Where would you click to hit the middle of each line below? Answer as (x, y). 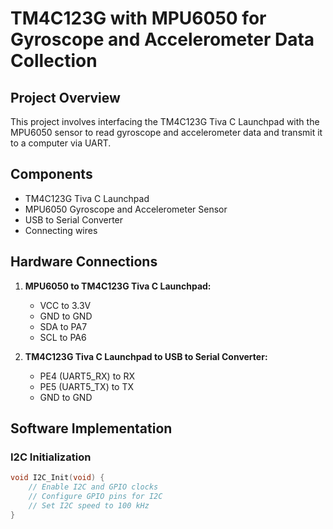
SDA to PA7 (63, 326)
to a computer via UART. (61, 143)
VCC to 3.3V (65, 305)
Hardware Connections (84, 262)
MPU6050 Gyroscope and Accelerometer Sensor (126, 209)
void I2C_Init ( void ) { (57, 478)
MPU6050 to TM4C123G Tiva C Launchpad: (118, 286)
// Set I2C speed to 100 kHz (89, 505)
